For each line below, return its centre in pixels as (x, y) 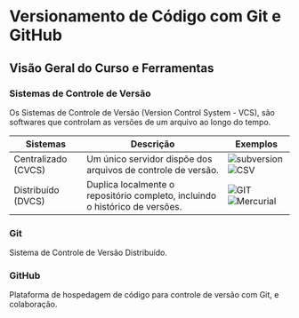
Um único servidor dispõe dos (149, 159)
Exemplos (257, 144)
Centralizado (40, 159)
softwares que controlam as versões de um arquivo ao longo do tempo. (140, 122)
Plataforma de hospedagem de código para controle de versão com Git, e (144, 295)
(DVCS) (29, 201)
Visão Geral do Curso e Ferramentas (112, 68)
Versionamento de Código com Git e (145, 16)
